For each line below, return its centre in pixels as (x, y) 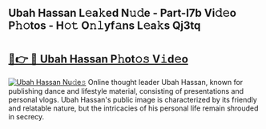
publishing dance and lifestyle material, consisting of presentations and (126, 91)
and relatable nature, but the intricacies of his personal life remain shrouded (133, 108)
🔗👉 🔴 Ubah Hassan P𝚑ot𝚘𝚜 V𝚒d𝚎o (98, 59)
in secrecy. (26, 117)
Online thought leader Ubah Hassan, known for (165, 82)
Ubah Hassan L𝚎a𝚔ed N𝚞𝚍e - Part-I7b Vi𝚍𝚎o (122, 13)
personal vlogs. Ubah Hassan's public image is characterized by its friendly (133, 100)
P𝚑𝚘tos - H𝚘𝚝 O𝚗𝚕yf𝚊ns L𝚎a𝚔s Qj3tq (105, 26)
